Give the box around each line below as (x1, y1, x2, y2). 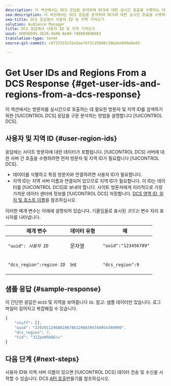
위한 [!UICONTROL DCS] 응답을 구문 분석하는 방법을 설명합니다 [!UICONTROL (5, 113, 163, 119)
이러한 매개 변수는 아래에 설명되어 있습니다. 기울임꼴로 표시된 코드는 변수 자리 (5, 207, 159, 214)
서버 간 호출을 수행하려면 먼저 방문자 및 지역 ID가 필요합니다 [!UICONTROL (10, 155, 159, 161)
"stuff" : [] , (14, 320, 42, 326)
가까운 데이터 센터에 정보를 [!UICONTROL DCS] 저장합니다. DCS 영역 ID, (12, 190, 159, 197)
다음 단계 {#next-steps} (5, 354, 80, 363)
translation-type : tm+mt (5, 36, 58, 41)
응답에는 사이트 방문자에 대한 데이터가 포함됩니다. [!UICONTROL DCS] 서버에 (5, 149, 159, 155)
